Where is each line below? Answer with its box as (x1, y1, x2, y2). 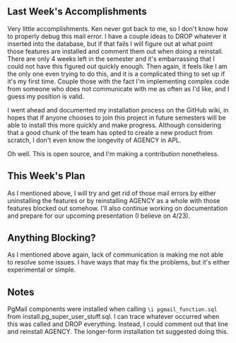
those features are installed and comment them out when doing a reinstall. (7, 47, 224, 55)
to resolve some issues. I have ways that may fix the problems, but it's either (7, 258, 230, 267)
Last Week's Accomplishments (7, 6, 147, 18)
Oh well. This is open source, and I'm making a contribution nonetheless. (7, 149, 219, 158)
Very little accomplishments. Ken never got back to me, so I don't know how (7, 24, 228, 33)
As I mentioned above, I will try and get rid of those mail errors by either (7, 189, 217, 197)
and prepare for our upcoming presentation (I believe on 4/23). (7, 211, 191, 220)
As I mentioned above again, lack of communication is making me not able (7, 250, 224, 259)
